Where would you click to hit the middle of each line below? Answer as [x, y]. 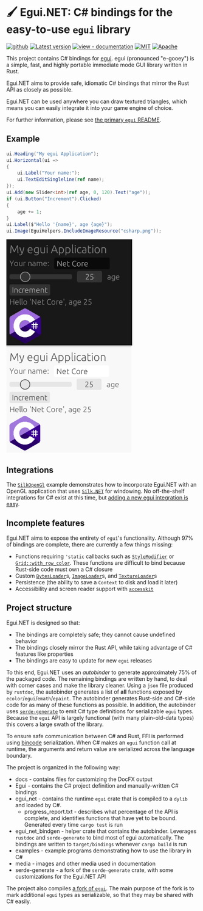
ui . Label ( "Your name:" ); [49, 173]
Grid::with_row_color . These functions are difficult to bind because [100, 562]
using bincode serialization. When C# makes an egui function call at [91, 742]
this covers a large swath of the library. [55, 724]
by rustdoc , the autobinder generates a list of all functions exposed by [94, 692]
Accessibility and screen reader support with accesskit [84, 589]
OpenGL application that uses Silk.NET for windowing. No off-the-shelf [95, 491]
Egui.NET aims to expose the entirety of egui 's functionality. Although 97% [100, 538]
